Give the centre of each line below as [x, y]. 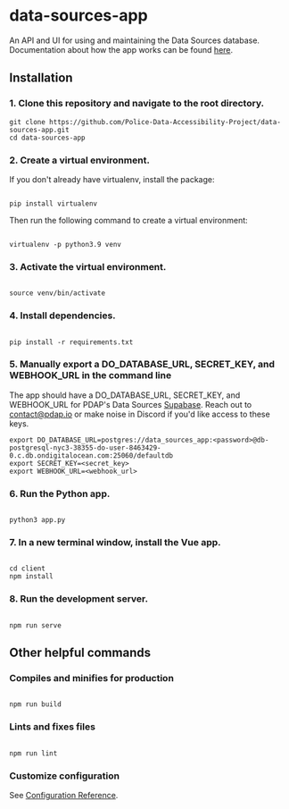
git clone [28, 122]
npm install [31, 577]
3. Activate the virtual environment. [88, 266]
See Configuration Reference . [64, 795]
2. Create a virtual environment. [79, 160]
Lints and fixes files [53, 727]
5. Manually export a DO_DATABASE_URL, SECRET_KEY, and [142, 365]
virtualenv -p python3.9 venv [66, 244]
